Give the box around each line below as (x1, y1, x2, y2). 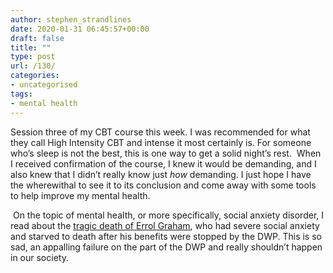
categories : (10, 71, 60, 81)
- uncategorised (10, 80, 78, 90)
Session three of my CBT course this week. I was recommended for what (10, 126, 311, 138)
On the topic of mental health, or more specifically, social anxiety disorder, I (12, 209, 325, 221)
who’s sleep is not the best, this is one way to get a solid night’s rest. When (10, 147, 322, 159)
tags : (10, 89, 33, 99)
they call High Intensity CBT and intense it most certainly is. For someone (10, 136, 312, 148)
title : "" (10, 42, 52, 53)
